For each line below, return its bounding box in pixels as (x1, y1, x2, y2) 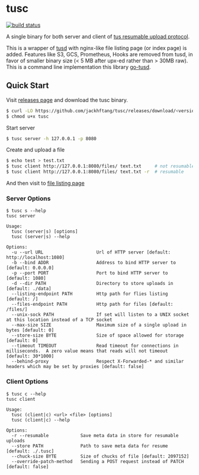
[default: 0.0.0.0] (6, 265, 54, 271)
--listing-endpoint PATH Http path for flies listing (11, 291, 168, 297)
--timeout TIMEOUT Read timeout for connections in (11, 343, 179, 349)
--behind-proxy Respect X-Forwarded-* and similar (11, 359, 184, 365)
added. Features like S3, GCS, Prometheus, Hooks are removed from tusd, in (6, 50, 193, 58)
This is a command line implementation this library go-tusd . (6, 63, 151, 70)
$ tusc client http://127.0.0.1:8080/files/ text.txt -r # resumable (6, 169, 184, 175)
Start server (6, 124, 36, 131)
